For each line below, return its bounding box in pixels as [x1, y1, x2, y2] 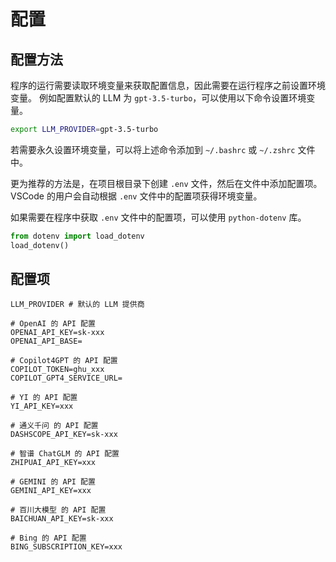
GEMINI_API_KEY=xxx [10, 486, 92, 496]
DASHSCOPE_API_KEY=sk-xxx [10, 430, 118, 440]
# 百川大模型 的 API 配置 [10, 505, 107, 515]
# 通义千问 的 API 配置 [10, 421, 99, 431]
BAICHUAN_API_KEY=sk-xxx [10, 514, 114, 524]
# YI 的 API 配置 [10, 393, 78, 403]
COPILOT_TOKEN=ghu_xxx [10, 365, 105, 375]
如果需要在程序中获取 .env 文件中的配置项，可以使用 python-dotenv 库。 [10, 211, 307, 223]
